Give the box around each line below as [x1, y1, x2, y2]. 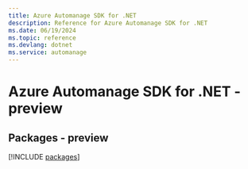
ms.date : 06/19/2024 [8, 26, 77, 34]
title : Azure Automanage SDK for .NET [8, 11, 137, 20]
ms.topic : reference [8, 33, 77, 42]
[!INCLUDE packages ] [8, 152, 80, 161]
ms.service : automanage [8, 48, 87, 56]
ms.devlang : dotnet [8, 41, 73, 49]
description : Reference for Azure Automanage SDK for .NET [8, 19, 208, 27]
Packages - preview [8, 131, 109, 144]
